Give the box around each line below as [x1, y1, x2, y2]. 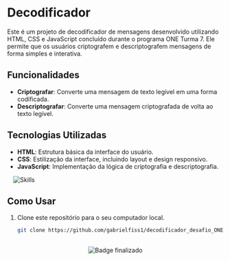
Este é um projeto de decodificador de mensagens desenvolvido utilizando [7, 27, 219, 36]
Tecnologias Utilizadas [7, 129, 107, 141]
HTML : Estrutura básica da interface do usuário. [16, 148, 154, 156]
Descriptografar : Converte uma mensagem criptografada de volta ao [16, 102, 214, 111]
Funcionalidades [7, 69, 80, 81]
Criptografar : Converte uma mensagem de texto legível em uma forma [16, 87, 218, 95]
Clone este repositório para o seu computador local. [16, 214, 165, 222]
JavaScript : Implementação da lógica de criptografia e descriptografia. [16, 162, 219, 170]
